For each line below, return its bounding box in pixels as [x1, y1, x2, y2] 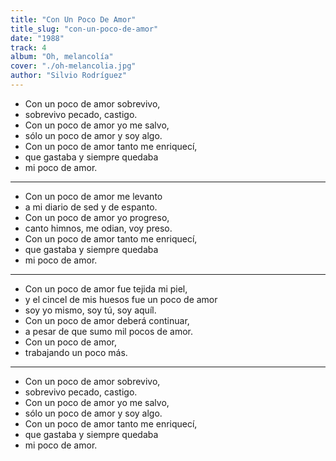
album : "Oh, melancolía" [10, 52, 114, 62]
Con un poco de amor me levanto [24, 190, 163, 202]
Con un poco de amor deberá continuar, [24, 314, 190, 326]
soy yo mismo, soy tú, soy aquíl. [24, 304, 157, 316]
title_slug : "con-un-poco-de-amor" [10, 24, 159, 34]
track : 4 [10, 42, 47, 53]
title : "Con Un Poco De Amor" [10, 14, 137, 25]
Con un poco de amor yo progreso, [24, 211, 170, 223]
